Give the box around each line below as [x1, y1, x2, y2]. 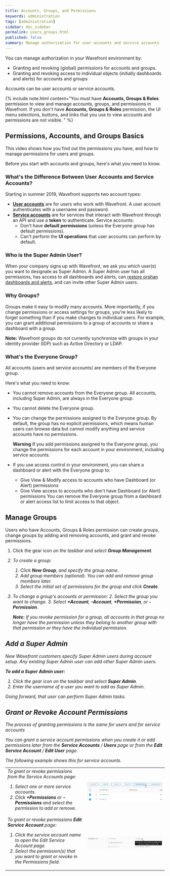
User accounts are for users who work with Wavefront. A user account [12, 201, 161, 207]
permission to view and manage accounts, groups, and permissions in [5, 101, 151, 107]
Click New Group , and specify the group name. [20, 567, 119, 573]
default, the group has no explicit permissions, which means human [12, 420, 154, 426]
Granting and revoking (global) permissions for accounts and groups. [12, 65, 157, 71]
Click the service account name [15, 832, 81, 838]
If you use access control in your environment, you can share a [12, 461, 144, 468]
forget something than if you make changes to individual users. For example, [5, 314, 165, 320]
